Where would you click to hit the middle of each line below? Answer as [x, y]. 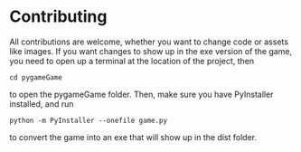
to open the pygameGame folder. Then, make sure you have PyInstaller [141, 94]
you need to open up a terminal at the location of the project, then [132, 61]
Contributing [58, 17]
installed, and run [42, 104]
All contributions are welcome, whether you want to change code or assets [149, 42]
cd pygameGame [36, 77]
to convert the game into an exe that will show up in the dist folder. [133, 137]
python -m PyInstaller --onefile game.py [89, 120]
